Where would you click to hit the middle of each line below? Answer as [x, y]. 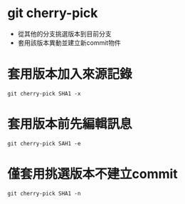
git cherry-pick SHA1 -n [44, 193]
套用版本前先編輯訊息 [70, 124]
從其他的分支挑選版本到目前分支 [64, 34]
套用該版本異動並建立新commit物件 [69, 42]
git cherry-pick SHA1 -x [44, 93]
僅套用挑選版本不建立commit [92, 174]
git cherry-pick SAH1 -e [44, 143]
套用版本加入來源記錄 [70, 75]
